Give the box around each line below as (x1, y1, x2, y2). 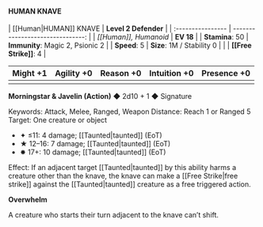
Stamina (204, 32, 232, 42)
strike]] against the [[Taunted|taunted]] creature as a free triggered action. (8, 180, 251, 189)
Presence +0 (201, 68, 251, 79)
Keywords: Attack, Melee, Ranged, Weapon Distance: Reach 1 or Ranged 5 (8, 107, 251, 116)
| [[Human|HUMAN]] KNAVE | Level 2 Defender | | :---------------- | (8, 24, 231, 33)
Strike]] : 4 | (8, 49, 46, 59)
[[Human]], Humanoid (97, 32, 170, 42)
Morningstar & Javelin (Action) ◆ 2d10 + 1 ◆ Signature (8, 92, 192, 101)
